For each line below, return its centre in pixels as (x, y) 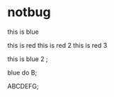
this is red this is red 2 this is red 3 (57, 45)
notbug (29, 12)
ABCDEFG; (23, 86)
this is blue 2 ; (28, 59)
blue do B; (22, 72)
